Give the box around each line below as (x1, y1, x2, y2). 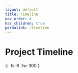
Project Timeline (5, 47, 74, 58)
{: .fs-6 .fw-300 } (5, 63, 40, 69)
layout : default (5, 7, 38, 12)
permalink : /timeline (5, 25, 50, 30)
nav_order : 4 (5, 16, 32, 21)
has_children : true (5, 21, 45, 26)
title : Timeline (5, 12, 38, 17)
